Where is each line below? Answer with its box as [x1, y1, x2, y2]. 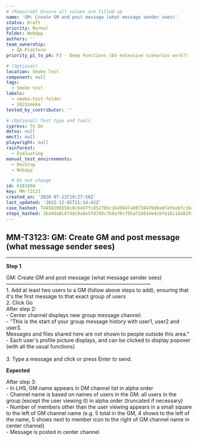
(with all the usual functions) [6, 343, 75, 350]
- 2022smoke [11, 101, 41, 107]
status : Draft [6, 19, 41, 25]
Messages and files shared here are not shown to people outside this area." [6, 331, 190, 338]
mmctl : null [6, 134, 35, 140]
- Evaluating [11, 150, 44, 156]
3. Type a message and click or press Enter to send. [6, 356, 133, 363]
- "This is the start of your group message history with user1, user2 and [6, 318, 180, 325]
